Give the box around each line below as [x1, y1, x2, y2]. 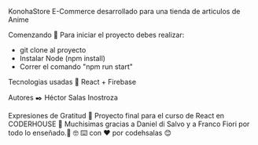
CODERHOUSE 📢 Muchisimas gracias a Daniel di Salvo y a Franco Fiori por [8, 119, 250, 129]
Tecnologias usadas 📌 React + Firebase [8, 78, 136, 86]
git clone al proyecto [19, 45, 87, 54]
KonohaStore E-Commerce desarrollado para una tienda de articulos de [8, 7, 241, 16]
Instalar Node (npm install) [19, 54, 106, 63]
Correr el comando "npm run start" [19, 62, 134, 71]
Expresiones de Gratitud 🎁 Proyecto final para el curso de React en [8, 111, 225, 120]
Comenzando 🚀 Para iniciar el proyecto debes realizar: [8, 31, 185, 39]
